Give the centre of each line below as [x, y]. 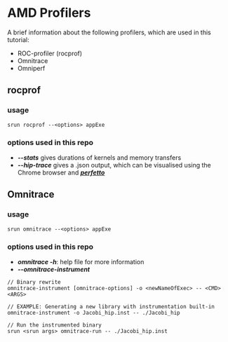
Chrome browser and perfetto [61, 172]
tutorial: [18, 39]
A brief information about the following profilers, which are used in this [109, 32]
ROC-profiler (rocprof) [50, 53]
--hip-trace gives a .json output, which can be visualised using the [114, 165]
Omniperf [31, 68]
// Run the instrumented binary [54, 325]
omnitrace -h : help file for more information [81, 261]
